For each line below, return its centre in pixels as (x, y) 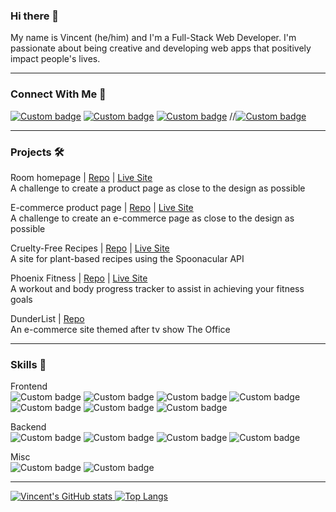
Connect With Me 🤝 (58, 94)
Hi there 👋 (35, 16)
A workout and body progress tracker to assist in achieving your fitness (157, 288)
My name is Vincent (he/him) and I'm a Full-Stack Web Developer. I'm (153, 38)
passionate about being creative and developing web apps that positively (161, 48)
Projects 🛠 (37, 152)
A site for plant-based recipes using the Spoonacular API (127, 258)
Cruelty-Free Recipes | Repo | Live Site (90, 248)
